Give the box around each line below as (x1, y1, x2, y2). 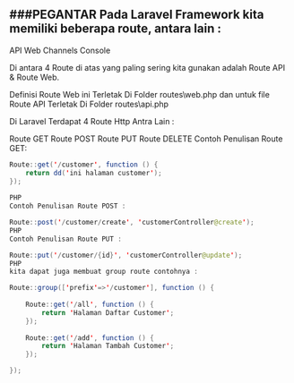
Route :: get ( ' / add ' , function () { (25, 333, 154, 343)
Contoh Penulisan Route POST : (9, 201, 126, 211)
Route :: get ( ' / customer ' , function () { (9, 160, 159, 169)
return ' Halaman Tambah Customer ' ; (41, 342, 175, 351)
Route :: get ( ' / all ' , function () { (25, 300, 154, 310)
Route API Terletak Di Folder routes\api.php (9, 98, 169, 109)
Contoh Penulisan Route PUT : (9, 234, 123, 243)
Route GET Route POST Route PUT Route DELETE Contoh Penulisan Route (9, 133, 283, 144)
